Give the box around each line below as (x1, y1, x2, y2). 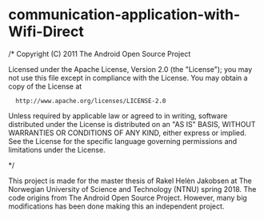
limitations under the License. (8, 145, 106, 154)
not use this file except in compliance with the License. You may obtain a (8, 73, 248, 82)
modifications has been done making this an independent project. (8, 201, 225, 211)
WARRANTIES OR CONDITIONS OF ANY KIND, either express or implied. (8, 128, 246, 137)
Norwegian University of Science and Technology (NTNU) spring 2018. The (8, 184, 257, 193)
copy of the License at (8, 82, 82, 91)
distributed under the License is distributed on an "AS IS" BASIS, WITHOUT (8, 119, 256, 129)
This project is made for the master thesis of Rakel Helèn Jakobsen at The (8, 176, 252, 185)
